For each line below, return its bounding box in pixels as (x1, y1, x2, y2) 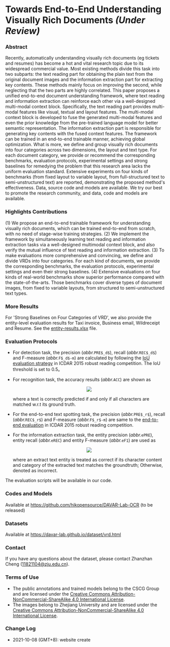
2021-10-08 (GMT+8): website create (12, 636, 91, 642)
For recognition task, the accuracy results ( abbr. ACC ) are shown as (12, 377, 151, 383)
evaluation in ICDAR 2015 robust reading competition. (22, 422, 133, 428)
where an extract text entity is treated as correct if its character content (12, 457, 162, 463)
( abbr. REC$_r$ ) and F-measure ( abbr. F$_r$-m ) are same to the (12, 416, 141, 423)
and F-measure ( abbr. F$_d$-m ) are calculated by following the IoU (12, 355, 150, 361)
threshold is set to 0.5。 (12, 367, 62, 373)
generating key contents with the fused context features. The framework (5, 131, 157, 137)
